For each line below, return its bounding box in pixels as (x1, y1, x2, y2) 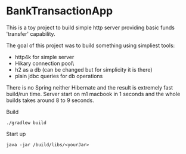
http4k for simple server (14, 53, 75, 60)
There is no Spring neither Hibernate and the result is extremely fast (6, 84, 173, 91)
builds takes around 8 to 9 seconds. (6, 97, 94, 104)
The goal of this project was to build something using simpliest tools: (6, 42, 175, 49)
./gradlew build (6, 119, 46, 126)
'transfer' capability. (6, 30, 55, 37)
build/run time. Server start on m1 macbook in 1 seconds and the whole (6, 90, 181, 97)
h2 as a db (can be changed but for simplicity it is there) (14, 66, 153, 73)
